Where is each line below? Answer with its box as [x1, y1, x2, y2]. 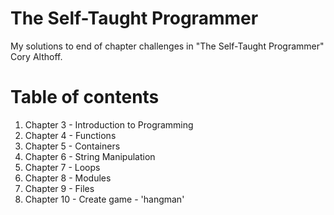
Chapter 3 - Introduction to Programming [24, 118, 194, 131]
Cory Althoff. [10, 50, 63, 62]
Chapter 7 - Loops [24, 161, 101, 173]
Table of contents [10, 86, 160, 109]
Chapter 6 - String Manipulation [24, 150, 156, 162]
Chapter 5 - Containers [24, 140, 121, 152]
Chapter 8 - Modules [24, 172, 112, 184]
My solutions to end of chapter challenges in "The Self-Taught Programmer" [10, 40, 325, 52]
